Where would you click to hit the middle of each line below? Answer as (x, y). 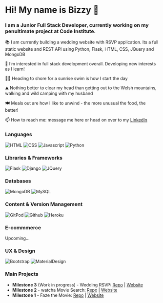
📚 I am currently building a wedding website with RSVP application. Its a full (82, 42)
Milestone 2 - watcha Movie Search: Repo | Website (65, 290)
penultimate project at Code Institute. (51, 31)
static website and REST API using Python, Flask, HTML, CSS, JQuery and (80, 49)
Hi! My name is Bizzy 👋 (52, 10)
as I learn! (15, 69)
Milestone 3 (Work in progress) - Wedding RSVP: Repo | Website (77, 284)
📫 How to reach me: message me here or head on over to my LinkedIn (76, 120)
